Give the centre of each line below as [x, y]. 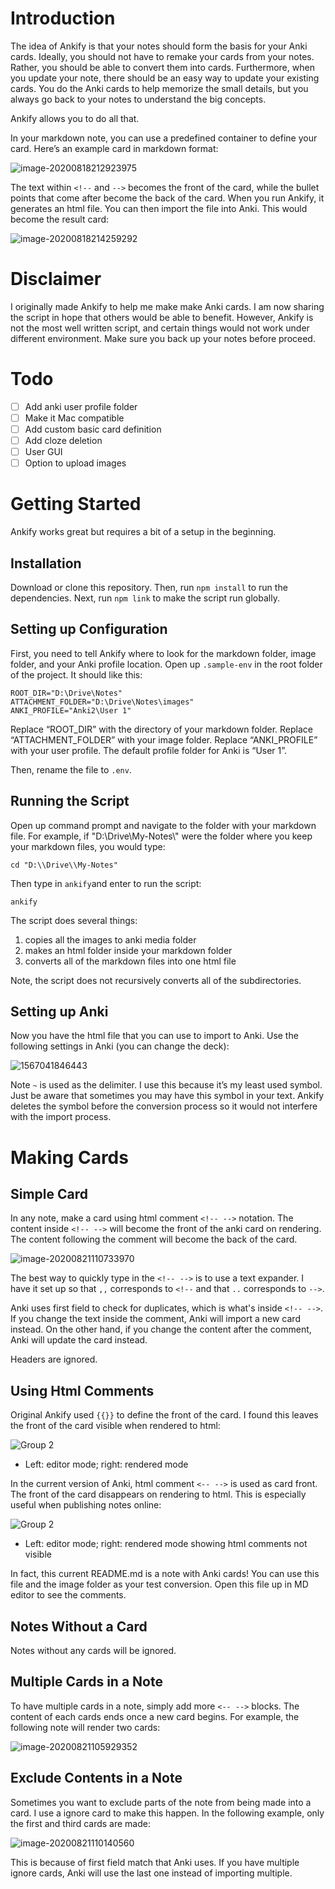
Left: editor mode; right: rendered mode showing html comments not [166, 1544]
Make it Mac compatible [74, 418]
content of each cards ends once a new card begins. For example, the [155, 1716]
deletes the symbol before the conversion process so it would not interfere [164, 1106]
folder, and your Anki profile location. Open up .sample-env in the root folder [166, 664]
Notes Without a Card [79, 1626]
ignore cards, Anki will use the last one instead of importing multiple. [151, 1873]
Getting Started [76, 504]
